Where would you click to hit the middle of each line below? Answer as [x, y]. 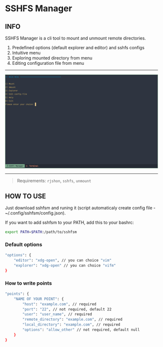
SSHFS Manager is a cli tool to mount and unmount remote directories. [76, 38]
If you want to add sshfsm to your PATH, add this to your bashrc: [70, 222]
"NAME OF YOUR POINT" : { [39, 299]
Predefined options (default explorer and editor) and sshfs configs [78, 48]
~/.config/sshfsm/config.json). [35, 213]
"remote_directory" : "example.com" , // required [73, 320]
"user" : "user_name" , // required [57, 314]
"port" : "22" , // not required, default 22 [67, 309]
